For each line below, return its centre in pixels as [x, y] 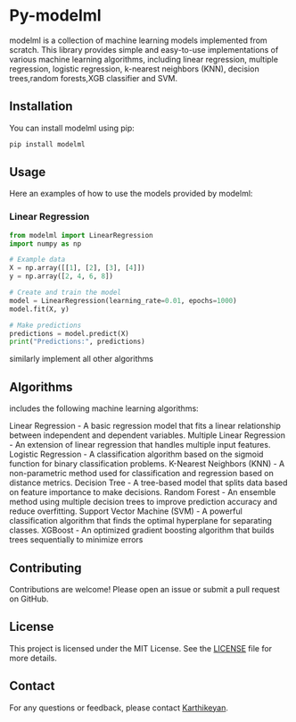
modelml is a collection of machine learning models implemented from [138, 40]
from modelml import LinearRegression [81, 235]
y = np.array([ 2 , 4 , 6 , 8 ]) [62, 277]
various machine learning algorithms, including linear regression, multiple [144, 59]
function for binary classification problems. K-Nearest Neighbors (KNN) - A [147, 464]
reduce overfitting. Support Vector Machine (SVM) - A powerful [126, 511]
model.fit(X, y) [39, 309]
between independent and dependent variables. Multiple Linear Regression [147, 435]
